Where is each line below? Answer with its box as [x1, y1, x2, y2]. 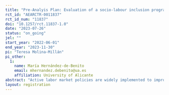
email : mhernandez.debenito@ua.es [14, 68, 87, 73]
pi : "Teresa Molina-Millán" [5, 49, 64, 54]
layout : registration [5, 82, 51, 87]
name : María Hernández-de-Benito [14, 63, 84, 68]
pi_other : [5, 54, 26, 59]
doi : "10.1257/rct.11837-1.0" [5, 21, 69, 27]
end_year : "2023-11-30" [5, 45, 55, 50]
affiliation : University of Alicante [14, 73, 94, 78]
